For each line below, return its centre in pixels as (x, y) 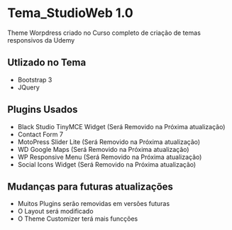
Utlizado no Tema (47, 63)
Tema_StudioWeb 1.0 (70, 13)
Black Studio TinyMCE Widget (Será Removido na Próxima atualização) (121, 126)
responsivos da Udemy (41, 40)
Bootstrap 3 (35, 80)
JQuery (29, 87)
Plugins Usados (43, 110)
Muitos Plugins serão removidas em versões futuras (94, 204)
